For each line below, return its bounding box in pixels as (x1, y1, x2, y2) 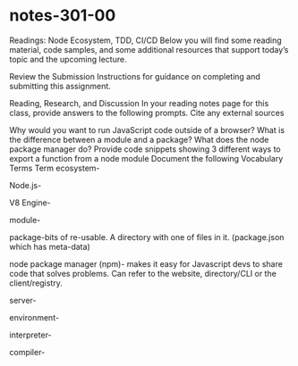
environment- (9, 312, 60, 322)
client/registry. (9, 278, 63, 288)
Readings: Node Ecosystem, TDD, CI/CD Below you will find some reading (9, 35, 282, 46)
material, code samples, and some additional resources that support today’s (9, 44, 289, 54)
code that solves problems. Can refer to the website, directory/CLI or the (9, 268, 277, 279)
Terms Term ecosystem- (9, 162, 100, 173)
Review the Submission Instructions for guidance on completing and (9, 71, 261, 81)
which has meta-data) (9, 241, 91, 252)
